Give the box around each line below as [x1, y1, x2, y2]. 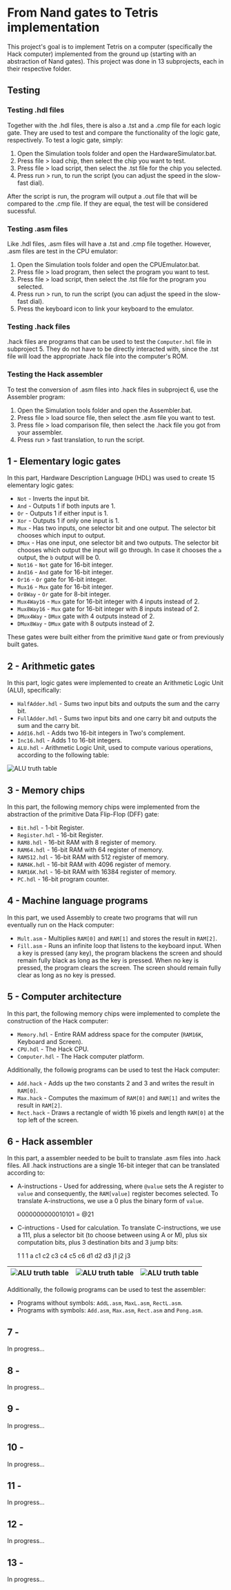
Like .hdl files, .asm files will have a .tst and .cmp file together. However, [7, 239, 212, 248]
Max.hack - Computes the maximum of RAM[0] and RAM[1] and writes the [17, 1093, 221, 1102]
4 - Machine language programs [7, 895, 148, 907]
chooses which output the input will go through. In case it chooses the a [17, 546, 222, 554]
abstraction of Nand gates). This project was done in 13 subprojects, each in [7, 57, 224, 65]
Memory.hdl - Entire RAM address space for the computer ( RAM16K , [17, 1030, 203, 1039]
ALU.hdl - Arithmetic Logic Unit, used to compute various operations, [17, 744, 213, 752]
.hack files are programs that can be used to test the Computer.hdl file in [7, 338, 212, 346]
